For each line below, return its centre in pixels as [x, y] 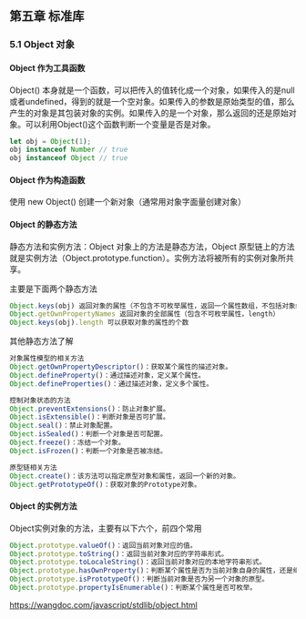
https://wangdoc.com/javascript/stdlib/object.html [103, 604]
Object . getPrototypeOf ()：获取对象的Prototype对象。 [106, 484]
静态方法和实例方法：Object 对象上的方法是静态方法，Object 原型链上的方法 [152, 246]
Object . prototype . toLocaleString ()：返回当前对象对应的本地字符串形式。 [138, 563]
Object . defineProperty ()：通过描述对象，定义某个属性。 [107, 375]
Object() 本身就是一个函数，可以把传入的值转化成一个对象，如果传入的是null [152, 90]
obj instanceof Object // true [69, 158]
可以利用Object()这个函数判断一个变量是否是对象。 [120, 124]
